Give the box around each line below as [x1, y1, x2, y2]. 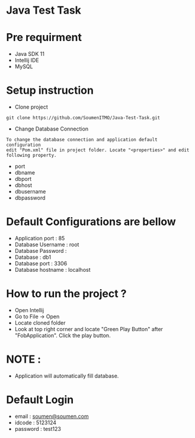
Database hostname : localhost [14, 266, 91, 273]
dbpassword [14, 194, 46, 202]
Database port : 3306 [14, 260, 68, 267]
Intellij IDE [14, 57, 40, 64]
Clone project [14, 103, 49, 110]
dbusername [14, 188, 46, 195]
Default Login [6, 393, 74, 407]
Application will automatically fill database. [14, 372, 119, 379]
